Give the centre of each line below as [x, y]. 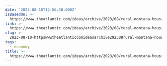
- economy [20, 47]
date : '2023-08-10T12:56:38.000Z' [41, 10]
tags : [11, 42]
